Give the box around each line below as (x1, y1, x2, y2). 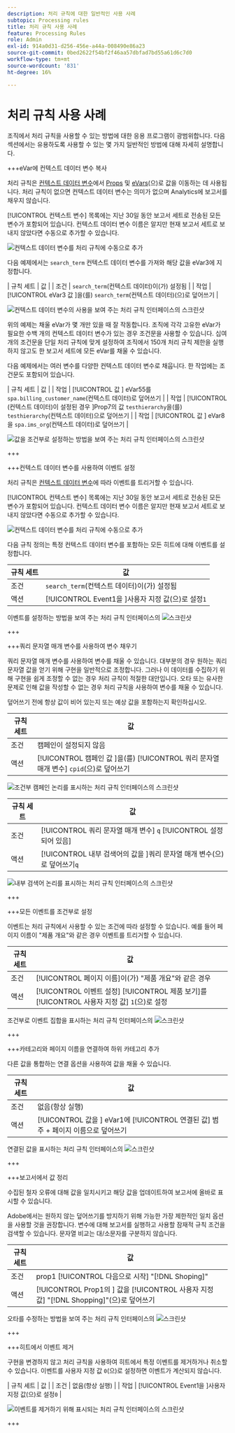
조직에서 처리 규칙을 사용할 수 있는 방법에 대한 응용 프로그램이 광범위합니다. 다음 (7, 132, 226, 140)
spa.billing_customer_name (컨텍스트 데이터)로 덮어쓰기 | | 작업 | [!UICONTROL (7, 394, 227, 402)
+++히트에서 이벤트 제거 (7, 1343, 74, 1351)
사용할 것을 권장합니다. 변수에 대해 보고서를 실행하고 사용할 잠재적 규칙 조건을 (14, 1220, 226, 1229)
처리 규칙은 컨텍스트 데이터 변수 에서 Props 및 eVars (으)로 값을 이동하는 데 (7, 179, 208, 188)
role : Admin (7, 36, 42, 43)
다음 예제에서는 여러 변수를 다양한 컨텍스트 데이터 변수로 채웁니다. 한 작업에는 (7, 362, 218, 370)
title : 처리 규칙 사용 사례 (7, 23, 78, 30)
